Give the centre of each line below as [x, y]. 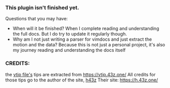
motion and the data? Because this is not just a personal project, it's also [89, 45]
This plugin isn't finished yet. [42, 8]
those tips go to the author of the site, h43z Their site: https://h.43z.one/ [82, 80]
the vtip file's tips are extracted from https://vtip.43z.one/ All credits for [80, 74]
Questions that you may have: [37, 19]
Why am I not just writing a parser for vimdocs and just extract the [82, 39]
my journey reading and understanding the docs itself [69, 50]
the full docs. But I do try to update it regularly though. [70, 34]
